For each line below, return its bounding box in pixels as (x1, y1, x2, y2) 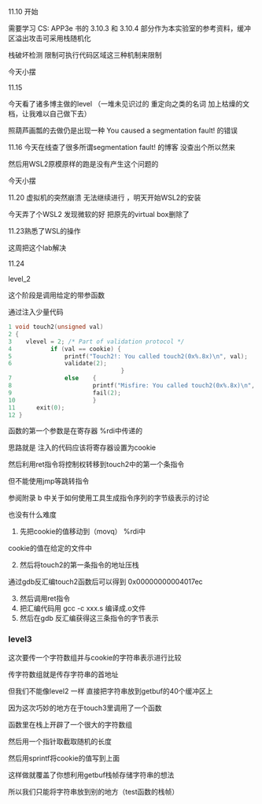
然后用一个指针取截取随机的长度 (8, 736, 112, 746)
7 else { (8, 374, 97, 383)
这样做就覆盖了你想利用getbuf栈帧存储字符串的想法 (8, 770, 175, 780)
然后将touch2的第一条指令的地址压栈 (19, 560, 139, 570)
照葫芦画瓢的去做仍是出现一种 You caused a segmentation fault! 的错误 (8, 125, 238, 135)
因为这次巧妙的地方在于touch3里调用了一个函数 (8, 703, 163, 712)
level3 (8, 634, 33, 645)
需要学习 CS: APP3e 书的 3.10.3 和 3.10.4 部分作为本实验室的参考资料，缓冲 (8, 24, 252, 33)
